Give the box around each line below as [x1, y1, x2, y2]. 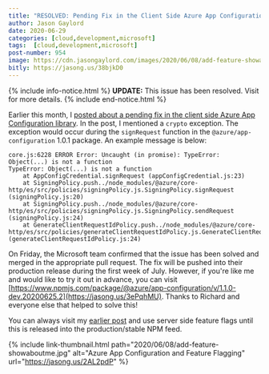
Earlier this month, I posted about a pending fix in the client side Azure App [8, 110, 256, 119]
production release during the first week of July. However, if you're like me [8, 266, 255, 275]
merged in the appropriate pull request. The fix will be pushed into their [8, 257, 243, 267]
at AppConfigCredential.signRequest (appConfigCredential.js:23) [22, 171, 246, 180]
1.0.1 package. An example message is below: [57, 135, 207, 145]
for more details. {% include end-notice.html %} [8, 94, 167, 104]
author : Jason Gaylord [8, 19, 84, 27]
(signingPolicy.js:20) [8, 193, 84, 201]
